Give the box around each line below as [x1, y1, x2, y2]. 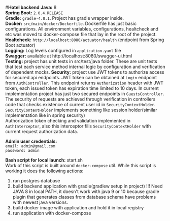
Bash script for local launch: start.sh [5, 157, 83, 163]
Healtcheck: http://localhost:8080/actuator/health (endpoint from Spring [5, 37, 164, 43]
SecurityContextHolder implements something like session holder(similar [5, 107, 157, 113]
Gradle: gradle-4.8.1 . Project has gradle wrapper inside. [5, 15, 124, 21]
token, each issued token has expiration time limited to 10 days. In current [5, 85, 159, 91]
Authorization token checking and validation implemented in [5, 118, 131, 123]
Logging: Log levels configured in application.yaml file [5, 48, 121, 53]
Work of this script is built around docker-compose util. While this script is [5, 163, 156, 168]
